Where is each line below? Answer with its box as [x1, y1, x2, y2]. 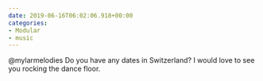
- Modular [8, 26, 41, 34]
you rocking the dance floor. [8, 64, 101, 74]
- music [8, 33, 34, 42]
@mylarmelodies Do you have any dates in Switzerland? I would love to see [8, 56, 255, 65]
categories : [8, 19, 48, 27]
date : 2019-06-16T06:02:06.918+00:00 [8, 11, 133, 20]
